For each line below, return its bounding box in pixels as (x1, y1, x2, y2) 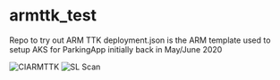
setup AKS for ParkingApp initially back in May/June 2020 (9, 44, 223, 54)
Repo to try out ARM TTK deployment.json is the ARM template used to (9, 35, 271, 45)
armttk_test (9, 5, 97, 26)
